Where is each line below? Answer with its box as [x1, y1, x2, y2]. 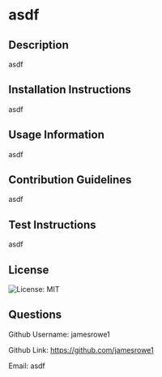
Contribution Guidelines [8, 173, 132, 187]
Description [8, 38, 69, 52]
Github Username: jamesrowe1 [8, 329, 111, 339]
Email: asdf [8, 361, 46, 371]
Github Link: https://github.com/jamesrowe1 [8, 345, 154, 354]
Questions [8, 308, 62, 322]
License [8, 263, 49, 276]
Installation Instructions [8, 83, 132, 96]
